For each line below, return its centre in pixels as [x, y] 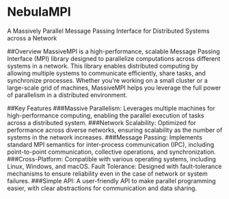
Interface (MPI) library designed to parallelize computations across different [114, 58]
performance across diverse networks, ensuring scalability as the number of [115, 130]
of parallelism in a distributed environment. [67, 95]
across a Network [32, 38]
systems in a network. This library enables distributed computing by [103, 66]
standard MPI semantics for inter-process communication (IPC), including [111, 144]
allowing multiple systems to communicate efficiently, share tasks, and [107, 73]
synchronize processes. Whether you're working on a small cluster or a [107, 80]
